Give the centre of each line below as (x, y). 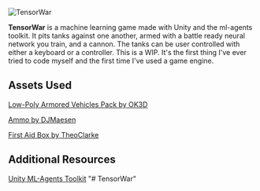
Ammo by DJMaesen (42, 119)
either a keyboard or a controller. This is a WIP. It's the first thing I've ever (127, 52)
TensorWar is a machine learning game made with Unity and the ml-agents (130, 27)
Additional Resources (62, 160)
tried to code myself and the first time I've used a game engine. (111, 61)
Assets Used (40, 85)
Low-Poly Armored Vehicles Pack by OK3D (78, 104)
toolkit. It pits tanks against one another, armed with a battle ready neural (127, 36)
